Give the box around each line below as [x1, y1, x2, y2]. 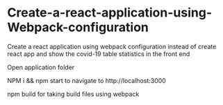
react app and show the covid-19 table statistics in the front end [7, 50, 190, 58]
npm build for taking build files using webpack [7, 90, 140, 98]
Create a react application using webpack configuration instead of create [7, 42, 217, 50]
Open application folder [7, 63, 75, 71]
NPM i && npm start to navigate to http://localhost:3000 [7, 76, 167, 84]
